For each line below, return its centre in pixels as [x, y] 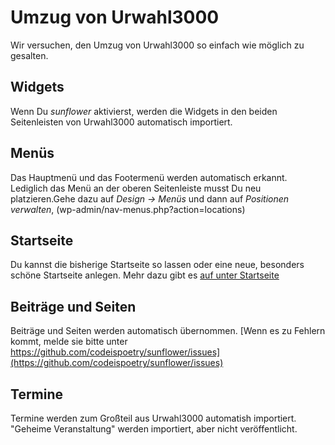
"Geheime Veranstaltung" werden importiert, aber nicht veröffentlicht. [154, 429]
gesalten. [29, 55]
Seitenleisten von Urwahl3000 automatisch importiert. [121, 122]
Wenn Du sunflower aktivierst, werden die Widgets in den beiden [144, 111]
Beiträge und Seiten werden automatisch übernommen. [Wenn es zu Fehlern [168, 331]
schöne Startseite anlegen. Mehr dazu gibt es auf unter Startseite [145, 275]
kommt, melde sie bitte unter [69, 342]
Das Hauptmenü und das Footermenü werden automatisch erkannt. [149, 177]
